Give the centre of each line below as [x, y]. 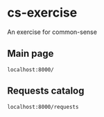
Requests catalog [46, 91]
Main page [31, 54]
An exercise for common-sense [52, 32]
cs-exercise [42, 13]
